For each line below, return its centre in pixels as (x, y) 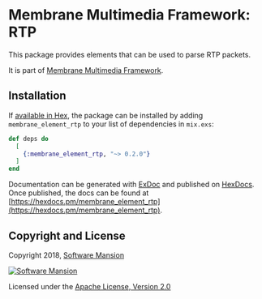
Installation (37, 96)
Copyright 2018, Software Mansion (66, 255)
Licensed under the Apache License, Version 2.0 (90, 286)
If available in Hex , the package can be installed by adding (106, 115)
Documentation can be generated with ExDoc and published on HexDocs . (131, 185)
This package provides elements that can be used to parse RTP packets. (130, 54)
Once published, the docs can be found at (79, 193)
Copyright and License (67, 235)
